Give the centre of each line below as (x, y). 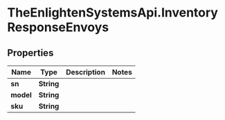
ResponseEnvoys (58, 27)
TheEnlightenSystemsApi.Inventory (112, 13)
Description (85, 72)
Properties (30, 53)
